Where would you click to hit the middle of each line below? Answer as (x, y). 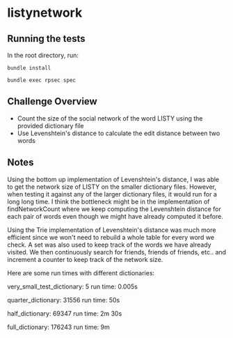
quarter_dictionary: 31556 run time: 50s (64, 300)
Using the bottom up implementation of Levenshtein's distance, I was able (113, 179)
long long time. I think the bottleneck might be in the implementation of (109, 201)
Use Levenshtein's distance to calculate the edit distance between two (119, 133)
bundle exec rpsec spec (42, 80)
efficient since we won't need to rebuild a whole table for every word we (111, 237)
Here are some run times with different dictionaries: (81, 272)
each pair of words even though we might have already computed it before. (115, 216)
